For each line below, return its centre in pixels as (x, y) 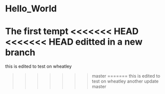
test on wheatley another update (125, 81)
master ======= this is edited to (126, 76)
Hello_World (31, 9)
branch (20, 52)
